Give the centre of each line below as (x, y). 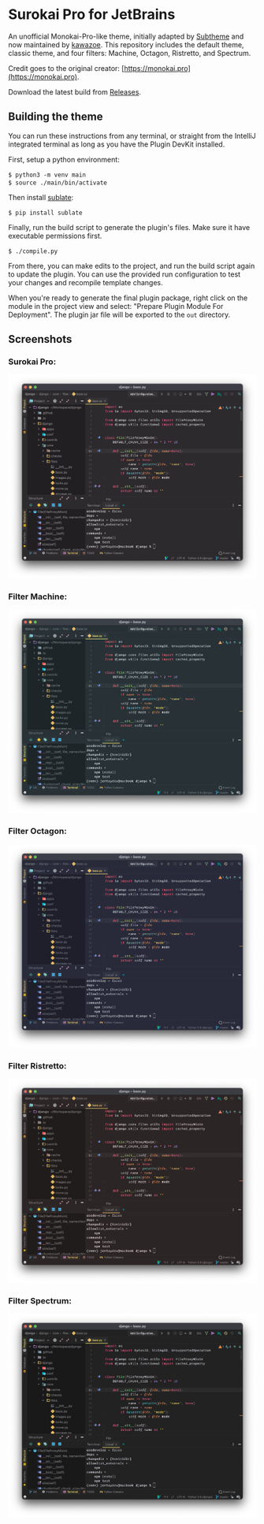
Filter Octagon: (37, 831)
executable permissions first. (55, 236)
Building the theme (56, 117)
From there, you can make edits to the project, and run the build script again (132, 266)
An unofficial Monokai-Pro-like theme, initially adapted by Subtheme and (126, 36)
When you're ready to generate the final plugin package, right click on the (128, 298)
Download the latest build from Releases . (75, 91)
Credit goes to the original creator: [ (66, 68)
